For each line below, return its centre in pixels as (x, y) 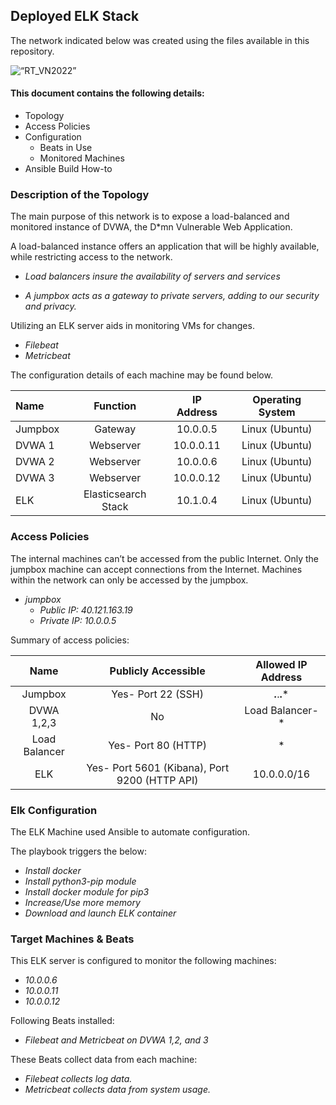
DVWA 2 (35, 462)
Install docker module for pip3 (87, 891)
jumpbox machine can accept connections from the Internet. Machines (156, 569)
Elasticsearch (115, 494)
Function (115, 406)
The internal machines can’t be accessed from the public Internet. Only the (164, 558)
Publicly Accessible (157, 671)
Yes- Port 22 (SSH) (157, 694)
